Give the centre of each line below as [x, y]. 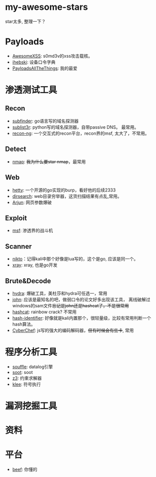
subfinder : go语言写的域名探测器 [45, 121]
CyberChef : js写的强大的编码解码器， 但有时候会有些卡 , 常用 [73, 330]
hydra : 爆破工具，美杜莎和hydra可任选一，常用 [60, 293]
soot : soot [22, 372]
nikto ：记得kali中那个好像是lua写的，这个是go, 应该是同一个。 [75, 259]
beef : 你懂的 [25, 470]
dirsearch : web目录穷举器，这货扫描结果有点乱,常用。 [67, 196]
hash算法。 [24, 324]
